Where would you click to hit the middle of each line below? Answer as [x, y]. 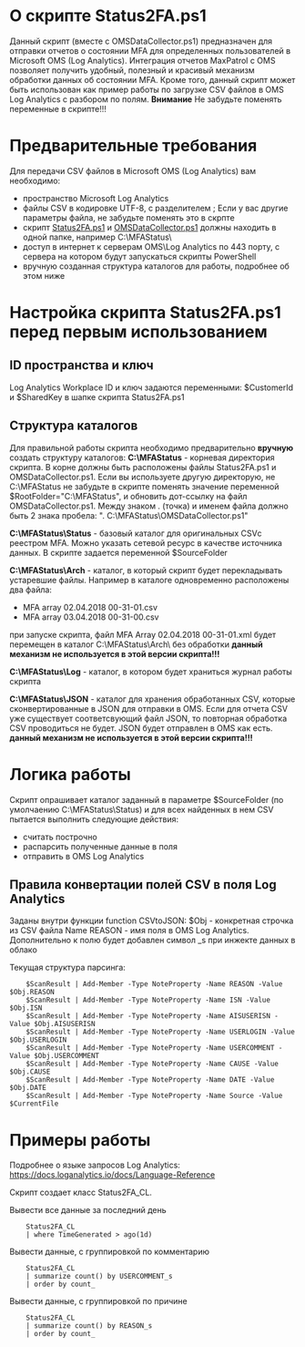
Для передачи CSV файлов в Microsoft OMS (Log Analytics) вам [133, 170]
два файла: [31, 590]
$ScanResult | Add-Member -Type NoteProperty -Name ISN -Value [148, 1000]
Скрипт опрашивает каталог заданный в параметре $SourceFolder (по [147, 799]
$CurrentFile [34, 1104]
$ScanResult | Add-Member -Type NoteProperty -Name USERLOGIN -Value [161, 1032]
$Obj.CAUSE [30, 1072]
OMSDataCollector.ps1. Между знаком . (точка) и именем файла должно [149, 506]
